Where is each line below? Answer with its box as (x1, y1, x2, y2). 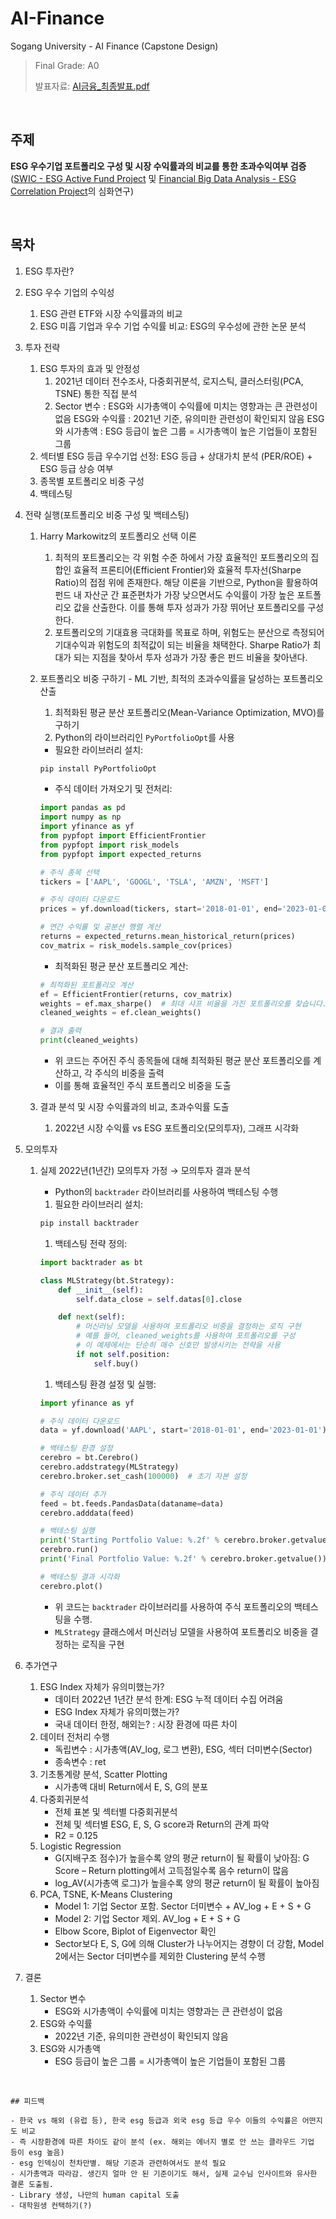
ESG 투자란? (24, 265, 75, 277)
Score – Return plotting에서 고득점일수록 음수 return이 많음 (54, 1864, 290, 1876)
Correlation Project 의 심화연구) (10, 185, 135, 197)
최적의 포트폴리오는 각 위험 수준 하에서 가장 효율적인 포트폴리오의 (54, 551, 309, 563)
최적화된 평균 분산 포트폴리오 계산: (54, 960, 189, 972)
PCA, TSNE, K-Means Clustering (39, 1888, 173, 1900)
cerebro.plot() (39, 1581, 103, 1591)
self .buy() (93, 1358, 140, 1369)
